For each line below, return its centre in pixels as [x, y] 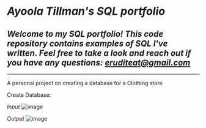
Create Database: [29, 95]
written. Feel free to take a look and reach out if [99, 53]
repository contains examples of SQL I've [87, 43]
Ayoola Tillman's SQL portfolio [86, 11]
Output [16, 119]
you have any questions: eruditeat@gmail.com [99, 62]
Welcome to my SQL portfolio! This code [85, 34]
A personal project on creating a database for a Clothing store [85, 83]
